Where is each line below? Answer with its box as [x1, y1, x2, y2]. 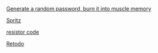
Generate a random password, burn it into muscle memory [6, 5, 152, 12]
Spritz [6, 17, 21, 23]
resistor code [6, 28, 39, 36]
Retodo [6, 40, 24, 47]
